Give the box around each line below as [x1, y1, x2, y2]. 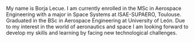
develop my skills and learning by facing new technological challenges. [6, 29, 177, 36]
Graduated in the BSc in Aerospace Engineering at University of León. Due [6, 17, 185, 24]
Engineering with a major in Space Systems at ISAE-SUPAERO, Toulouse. [6, 11, 182, 18]
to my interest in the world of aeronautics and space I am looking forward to [6, 23, 189, 30]
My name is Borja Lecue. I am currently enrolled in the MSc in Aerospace [6, 5, 182, 12]
